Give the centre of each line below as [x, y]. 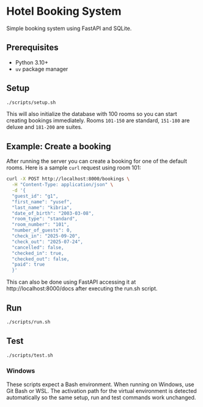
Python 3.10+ [32, 62]
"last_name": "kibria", [42, 207]
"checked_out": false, [41, 259]
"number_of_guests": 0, [42, 231]
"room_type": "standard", [45, 219]
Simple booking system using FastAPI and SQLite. [69, 28]
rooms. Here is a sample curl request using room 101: [74, 168]
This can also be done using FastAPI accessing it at [71, 282]
